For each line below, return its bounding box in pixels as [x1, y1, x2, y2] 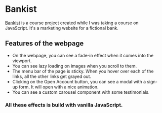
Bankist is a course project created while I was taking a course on [5, 20, 139, 26]
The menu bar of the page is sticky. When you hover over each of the [12, 68, 154, 74]
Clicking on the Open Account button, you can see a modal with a [12, 78, 146, 84]
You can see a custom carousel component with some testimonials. [12, 89, 150, 95]
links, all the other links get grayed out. [12, 73, 91, 79]
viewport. [12, 58, 32, 64]
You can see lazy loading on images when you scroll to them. [12, 63, 137, 69]
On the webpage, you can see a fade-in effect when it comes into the [12, 52, 154, 58]
